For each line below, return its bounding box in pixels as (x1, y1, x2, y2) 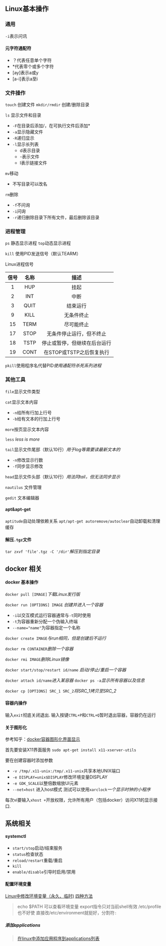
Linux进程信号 (5, 261, 34, 267)
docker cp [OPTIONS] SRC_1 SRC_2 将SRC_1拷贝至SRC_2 (5, 688, 116, 694)
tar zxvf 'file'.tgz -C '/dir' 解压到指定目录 (5, 548, 100, 554)
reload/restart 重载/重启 (12, 857, 63, 863)
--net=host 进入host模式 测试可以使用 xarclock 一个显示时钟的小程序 (12, 786, 151, 792)
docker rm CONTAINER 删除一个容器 (5, 646, 74, 651)
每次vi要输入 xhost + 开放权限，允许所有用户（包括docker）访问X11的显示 (5, 797, 154, 803)
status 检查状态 (12, 851, 44, 857)
